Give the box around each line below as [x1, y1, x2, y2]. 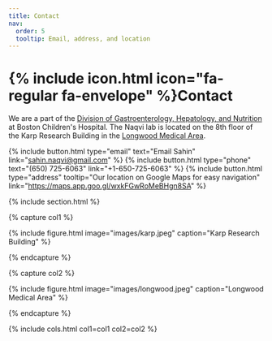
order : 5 [15, 27, 45, 35]
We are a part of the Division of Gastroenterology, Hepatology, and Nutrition [8, 114, 262, 123]
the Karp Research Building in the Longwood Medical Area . [8, 131, 206, 140]
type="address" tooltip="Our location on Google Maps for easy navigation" [8, 172, 261, 183]
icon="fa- [156, 70, 225, 88]
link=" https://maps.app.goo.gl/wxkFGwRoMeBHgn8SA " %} [8, 181, 207, 191]
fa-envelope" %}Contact [61, 87, 233, 106]
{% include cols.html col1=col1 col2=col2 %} [8, 324, 158, 334]
